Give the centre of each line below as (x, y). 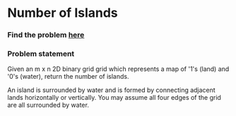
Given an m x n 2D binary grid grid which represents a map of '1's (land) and (118, 69)
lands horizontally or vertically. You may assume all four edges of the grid (114, 98)
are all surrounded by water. (48, 105)
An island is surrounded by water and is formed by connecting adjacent (111, 90)
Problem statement (41, 54)
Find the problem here (46, 35)
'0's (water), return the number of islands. (68, 77)
